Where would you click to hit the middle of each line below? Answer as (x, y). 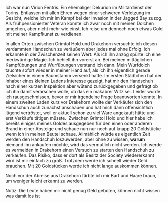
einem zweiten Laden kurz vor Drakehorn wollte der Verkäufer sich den (79, 102)
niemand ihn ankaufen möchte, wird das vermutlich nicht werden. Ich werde (83, 145)
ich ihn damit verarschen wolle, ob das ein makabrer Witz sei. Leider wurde (83, 91)
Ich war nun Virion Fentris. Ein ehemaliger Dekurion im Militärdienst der (78, 7)
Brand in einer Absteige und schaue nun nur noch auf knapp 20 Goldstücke (83, 129)
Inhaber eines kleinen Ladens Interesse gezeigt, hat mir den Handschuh (79, 81)
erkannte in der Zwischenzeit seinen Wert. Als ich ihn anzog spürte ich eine (83, 54)
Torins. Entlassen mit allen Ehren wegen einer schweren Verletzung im (78, 13)
